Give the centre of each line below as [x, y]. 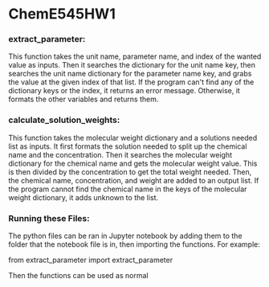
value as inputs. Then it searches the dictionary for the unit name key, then [132, 65]
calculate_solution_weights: [64, 120]
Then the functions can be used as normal [78, 276]
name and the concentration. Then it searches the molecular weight [120, 154]
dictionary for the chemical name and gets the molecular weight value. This [133, 163]
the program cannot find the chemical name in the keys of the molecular [128, 189]
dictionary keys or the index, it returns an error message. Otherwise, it [124, 91]
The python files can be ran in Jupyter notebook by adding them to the [125, 236]
